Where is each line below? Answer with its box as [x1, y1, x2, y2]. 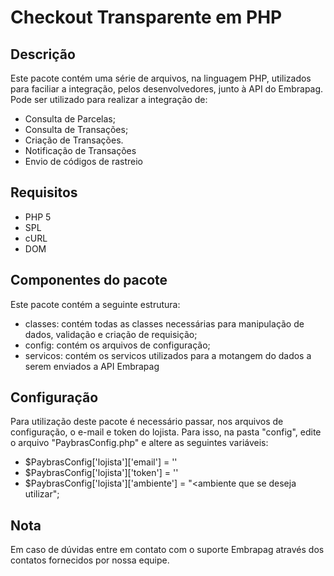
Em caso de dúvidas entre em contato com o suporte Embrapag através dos [10, 544, 325, 556]
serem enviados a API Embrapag [24, 360, 160, 372]
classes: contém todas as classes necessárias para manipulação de [24, 317, 305, 330]
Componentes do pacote [10, 272, 168, 289]
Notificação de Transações [24, 145, 137, 156]
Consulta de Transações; [24, 124, 129, 135]
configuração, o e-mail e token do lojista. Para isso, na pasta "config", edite [10, 426, 322, 438]
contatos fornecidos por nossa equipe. [10, 554, 170, 566]
